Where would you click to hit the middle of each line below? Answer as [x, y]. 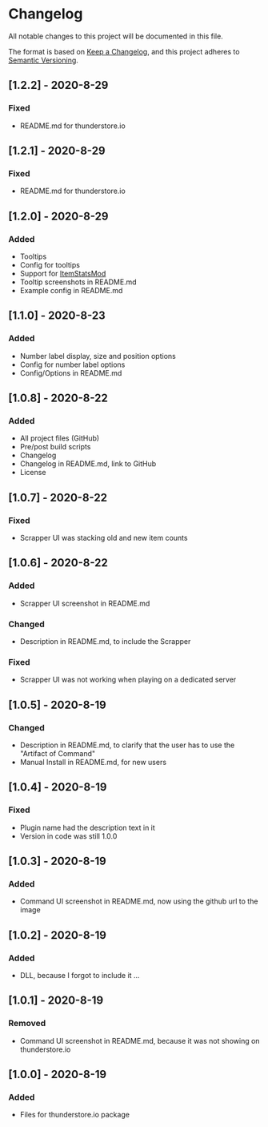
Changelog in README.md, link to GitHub [88, 464]
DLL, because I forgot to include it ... [80, 976]
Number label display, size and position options [98, 356]
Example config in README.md [71, 290]
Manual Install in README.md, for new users [93, 763]
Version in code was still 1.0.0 [68, 836]
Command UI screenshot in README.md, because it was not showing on [140, 1040]
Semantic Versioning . [43, 60]
